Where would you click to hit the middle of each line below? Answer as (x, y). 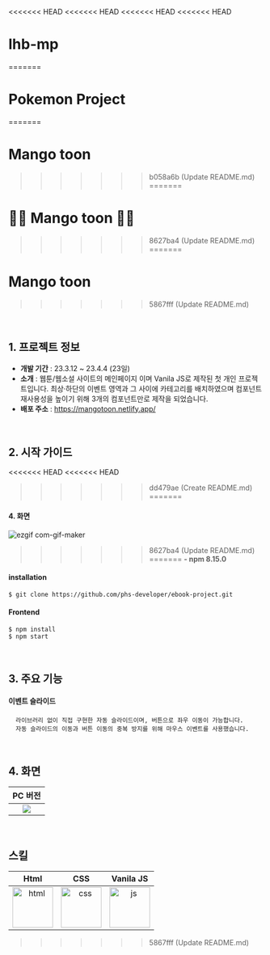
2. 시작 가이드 (40, 452)
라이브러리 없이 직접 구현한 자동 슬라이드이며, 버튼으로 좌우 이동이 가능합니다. (130, 720)
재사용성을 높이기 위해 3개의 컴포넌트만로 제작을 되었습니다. (114, 399)
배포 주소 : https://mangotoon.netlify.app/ (88, 408)
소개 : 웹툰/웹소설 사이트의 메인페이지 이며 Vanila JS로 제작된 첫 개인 (128, 378)
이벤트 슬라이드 (32, 701)
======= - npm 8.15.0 (188, 559)
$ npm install (32, 629)
